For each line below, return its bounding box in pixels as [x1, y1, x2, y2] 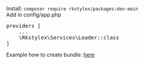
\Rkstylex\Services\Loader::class [18, 35, 120, 41]
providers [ [6, 23, 41, 29]
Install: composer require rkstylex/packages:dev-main [6, 5, 139, 12]
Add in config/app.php [6, 11, 61, 18]
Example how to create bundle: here [6, 51, 95, 58]
